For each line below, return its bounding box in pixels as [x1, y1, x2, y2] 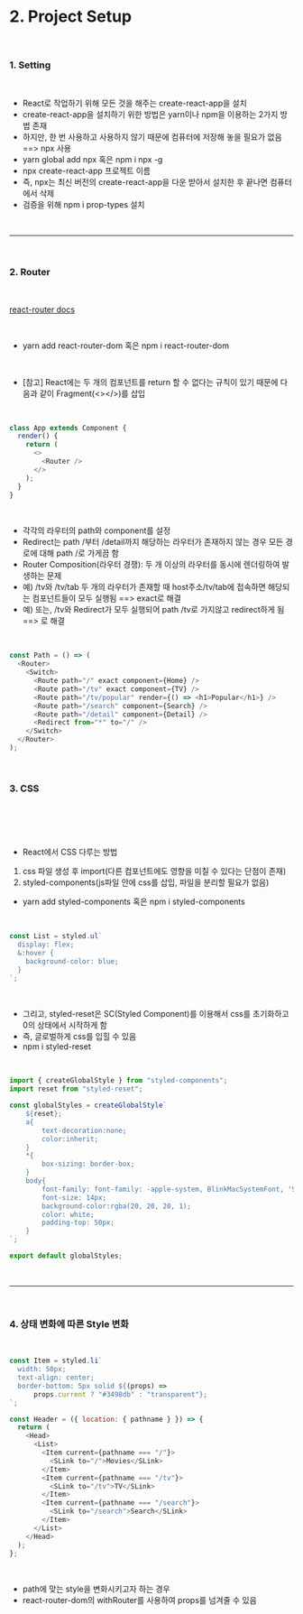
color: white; [41, 1210, 95, 1219]
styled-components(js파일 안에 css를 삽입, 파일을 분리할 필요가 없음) [22, 877, 270, 888]
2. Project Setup [9, 6, 133, 27]
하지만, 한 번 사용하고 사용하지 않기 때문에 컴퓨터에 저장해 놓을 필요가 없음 [22, 132, 282, 143]
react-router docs [9, 304, 75, 315]
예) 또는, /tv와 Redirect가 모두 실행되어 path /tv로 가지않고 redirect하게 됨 [22, 604, 285, 615]
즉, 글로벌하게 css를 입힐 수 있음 [22, 1031, 137, 1042]
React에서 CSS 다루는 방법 [22, 846, 118, 858]
